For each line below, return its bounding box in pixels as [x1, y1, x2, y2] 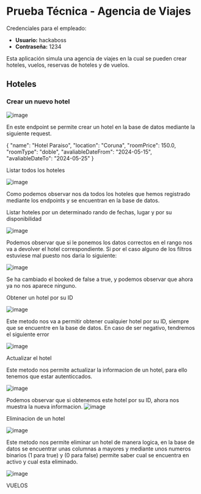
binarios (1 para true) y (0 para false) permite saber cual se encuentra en [6, 451, 189, 458]
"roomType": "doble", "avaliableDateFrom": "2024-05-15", [6, 148, 153, 155]
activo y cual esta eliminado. [6, 458, 78, 465]
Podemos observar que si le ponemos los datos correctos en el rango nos [6, 239, 192, 246]
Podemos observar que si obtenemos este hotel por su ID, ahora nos [6, 396, 179, 403]
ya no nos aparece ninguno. [6, 282, 77, 289]
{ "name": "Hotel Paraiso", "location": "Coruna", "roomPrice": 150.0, [6, 141, 176, 149]
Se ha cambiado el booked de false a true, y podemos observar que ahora [6, 275, 194, 283]
